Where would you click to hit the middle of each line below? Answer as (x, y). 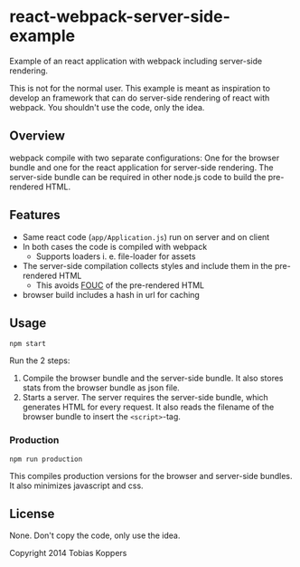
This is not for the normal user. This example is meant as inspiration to (140, 88)
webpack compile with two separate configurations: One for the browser (145, 158)
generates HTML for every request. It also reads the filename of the (148, 407)
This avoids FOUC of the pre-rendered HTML (120, 285)
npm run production (46, 459)
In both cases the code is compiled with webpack (115, 246)
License (32, 514)
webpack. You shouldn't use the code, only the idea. (107, 107)
